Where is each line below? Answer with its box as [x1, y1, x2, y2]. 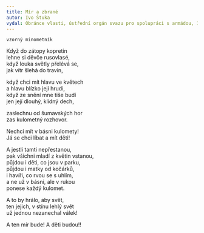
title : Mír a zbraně [6, 8, 59, 15]
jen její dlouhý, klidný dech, [6, 98, 74, 105]
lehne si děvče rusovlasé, [6, 54, 70, 61]
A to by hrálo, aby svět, [6, 197, 64, 204]
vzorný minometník [6, 37, 53, 43]
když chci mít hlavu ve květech [6, 78, 84, 86]
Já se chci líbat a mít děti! [6, 134, 70, 141]
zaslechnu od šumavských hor [6, 110, 83, 117]
